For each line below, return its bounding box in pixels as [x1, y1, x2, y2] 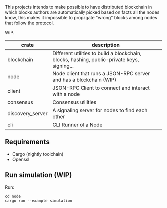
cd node [5, 194, 21, 199]
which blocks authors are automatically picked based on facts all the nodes [5, 9, 160, 15]
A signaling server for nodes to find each [52, 107, 148, 114]
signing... [52, 62, 74, 69]
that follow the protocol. [5, 20, 54, 26]
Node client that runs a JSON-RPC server [52, 70, 150, 77]
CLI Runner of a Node [52, 121, 103, 128]
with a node [52, 91, 80, 97]
